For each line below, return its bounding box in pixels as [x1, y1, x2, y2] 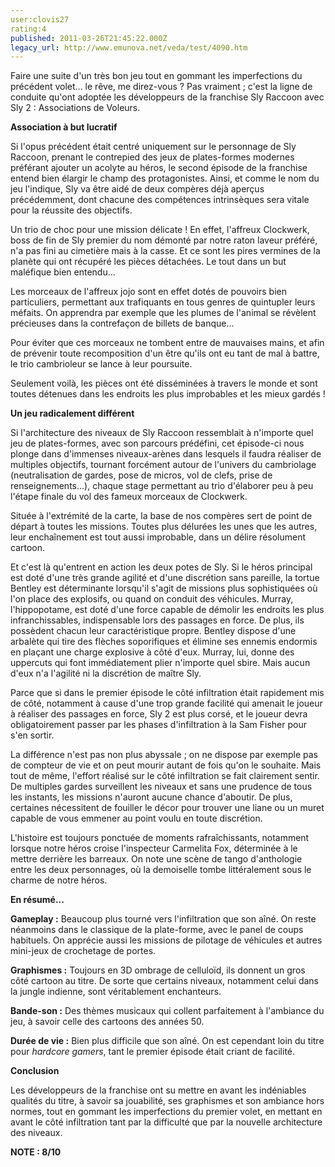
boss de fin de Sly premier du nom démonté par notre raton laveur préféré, [10, 234, 318, 246]
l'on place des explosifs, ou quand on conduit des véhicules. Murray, [10, 593, 294, 605]
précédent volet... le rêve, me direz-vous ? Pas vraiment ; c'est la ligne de [10, 81, 313, 93]
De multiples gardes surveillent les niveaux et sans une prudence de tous [10, 781, 313, 793]
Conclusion [10, 1065, 60, 1077]
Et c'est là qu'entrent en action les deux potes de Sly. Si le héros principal [10, 561, 313, 573]
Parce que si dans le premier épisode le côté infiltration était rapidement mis [10, 687, 325, 699]
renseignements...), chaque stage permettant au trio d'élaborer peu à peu [10, 480, 314, 492]
